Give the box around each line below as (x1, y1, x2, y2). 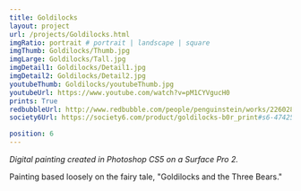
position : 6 (9, 129, 54, 139)
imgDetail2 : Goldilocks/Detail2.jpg (9, 72, 146, 81)
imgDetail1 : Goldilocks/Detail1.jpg (9, 64, 146, 73)
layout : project (9, 22, 70, 30)
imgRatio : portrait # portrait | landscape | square (9, 38, 211, 48)
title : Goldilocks (9, 13, 78, 22)
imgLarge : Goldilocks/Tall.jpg (9, 55, 126, 64)
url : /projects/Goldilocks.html (9, 30, 130, 39)
